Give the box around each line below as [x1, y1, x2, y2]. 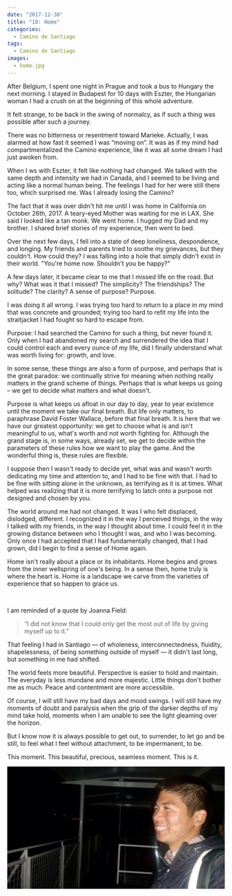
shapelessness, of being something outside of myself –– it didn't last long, [7, 647, 217, 656]
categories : [7, 26, 41, 32]
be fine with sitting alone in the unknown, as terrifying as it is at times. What [7, 479, 223, 487]
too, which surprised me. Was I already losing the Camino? [7, 188, 175, 196]
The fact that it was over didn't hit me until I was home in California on [7, 201, 206, 210]
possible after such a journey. [7, 118, 92, 126]
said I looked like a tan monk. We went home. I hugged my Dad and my [7, 216, 209, 225]
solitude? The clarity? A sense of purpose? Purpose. [7, 287, 157, 295]
